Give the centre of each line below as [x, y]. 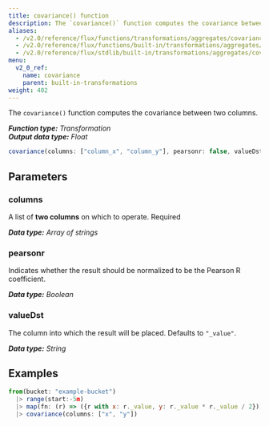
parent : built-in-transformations [80, 82]
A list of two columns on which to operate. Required [94, 216]
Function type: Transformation [60, 128]
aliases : [23, 30]
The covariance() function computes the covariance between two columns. [133, 113]
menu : [17, 61]
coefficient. [27, 279]
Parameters [38, 177]
